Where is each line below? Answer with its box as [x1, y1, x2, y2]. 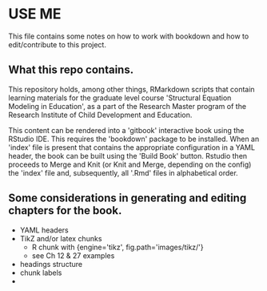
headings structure [19, 259, 82, 269]
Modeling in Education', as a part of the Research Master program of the [8, 101, 246, 111]
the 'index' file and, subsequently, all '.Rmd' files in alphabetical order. [8, 168, 238, 177]
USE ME [8, 5, 62, 23]
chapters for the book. [8, 204, 122, 217]
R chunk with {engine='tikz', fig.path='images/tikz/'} [31, 242, 204, 252]
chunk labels [19, 268, 62, 277]
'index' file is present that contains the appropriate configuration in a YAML [8, 142, 256, 152]
